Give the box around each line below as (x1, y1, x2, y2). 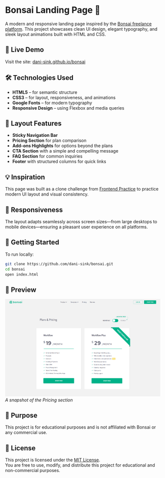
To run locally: (5, 251, 34, 257)
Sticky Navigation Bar (12, 132, 58, 138)
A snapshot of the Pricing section (5, 397, 73, 403)
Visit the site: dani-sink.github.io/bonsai (5, 59, 86, 65)
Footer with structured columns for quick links (12, 159, 106, 164)
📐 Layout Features (5, 119, 62, 127)
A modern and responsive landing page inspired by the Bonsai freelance (5, 21, 152, 27)
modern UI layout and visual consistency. (5, 191, 89, 197)
